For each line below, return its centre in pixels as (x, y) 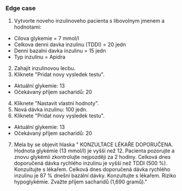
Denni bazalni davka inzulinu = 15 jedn (60, 51)
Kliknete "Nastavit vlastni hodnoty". (56, 103)
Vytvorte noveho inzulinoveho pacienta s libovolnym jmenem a (89, 21)
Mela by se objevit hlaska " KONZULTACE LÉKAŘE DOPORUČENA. (93, 145)
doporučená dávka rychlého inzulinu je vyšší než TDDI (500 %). (90, 163)
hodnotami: (27, 27)
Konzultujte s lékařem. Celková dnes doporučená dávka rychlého (92, 169)
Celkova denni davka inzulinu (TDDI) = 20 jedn (70, 44)
